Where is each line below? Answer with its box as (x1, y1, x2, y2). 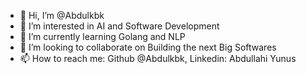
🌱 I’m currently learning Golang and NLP (19, 31, 186, 42)
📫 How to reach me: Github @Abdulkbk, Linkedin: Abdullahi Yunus (19, 53, 297, 64)
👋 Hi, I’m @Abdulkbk (19, 10, 105, 21)
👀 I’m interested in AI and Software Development (19, 20, 220, 32)
